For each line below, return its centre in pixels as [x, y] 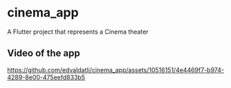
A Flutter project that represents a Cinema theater [78, 32]
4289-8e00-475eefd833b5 [46, 77]
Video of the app [44, 53]
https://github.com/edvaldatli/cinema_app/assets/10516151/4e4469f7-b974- [116, 69]
